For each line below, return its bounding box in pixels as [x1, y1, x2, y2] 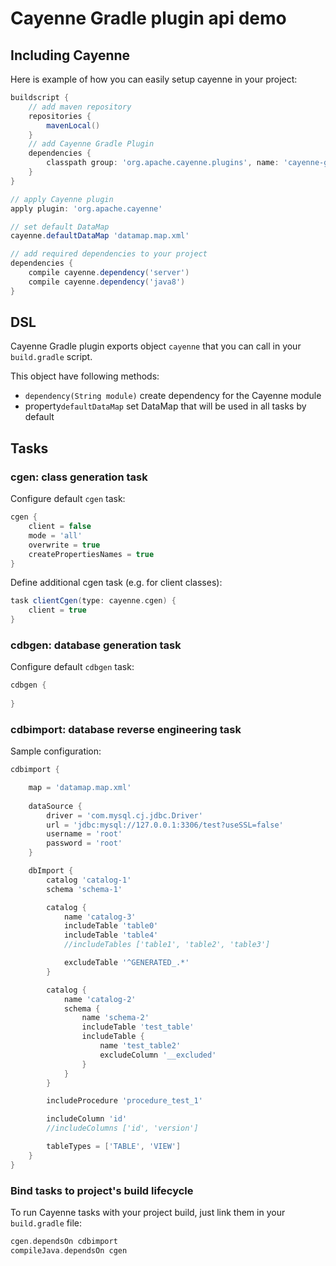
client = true [28, 605, 87, 616]
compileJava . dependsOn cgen [10, 1245, 128, 1256]
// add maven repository [28, 102, 132, 112]
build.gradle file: [10, 1217, 83, 1229]
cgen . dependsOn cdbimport [10, 1237, 118, 1247]
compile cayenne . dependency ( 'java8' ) [28, 277, 186, 287]
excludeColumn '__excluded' [99, 1050, 217, 1060]
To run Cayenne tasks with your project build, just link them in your [10, 1207, 286, 1219]
